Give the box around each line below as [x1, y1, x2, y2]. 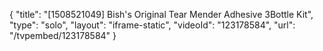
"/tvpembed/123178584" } [9, 30, 117, 41]
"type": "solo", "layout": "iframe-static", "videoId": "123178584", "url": [9, 19, 296, 31]
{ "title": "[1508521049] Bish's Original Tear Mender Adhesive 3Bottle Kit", [9, 9, 314, 20]
